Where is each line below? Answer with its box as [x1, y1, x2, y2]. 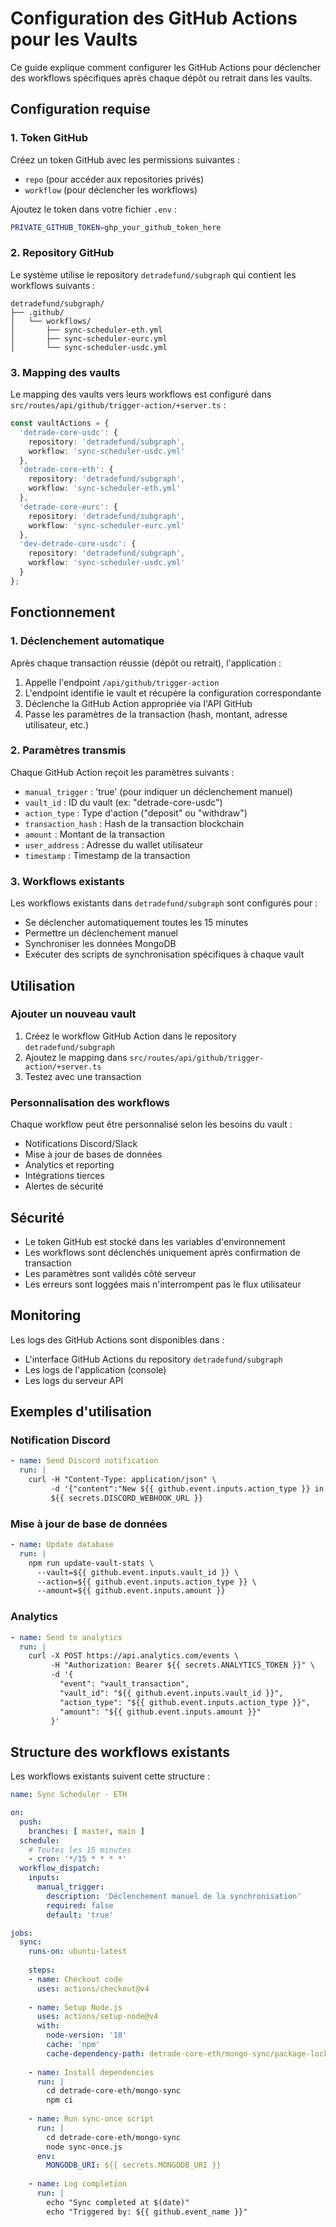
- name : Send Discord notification [10, 1456, 159, 1466]
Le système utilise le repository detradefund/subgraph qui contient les [10, 268, 297, 281]
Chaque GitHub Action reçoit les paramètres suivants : [10, 766, 235, 778]
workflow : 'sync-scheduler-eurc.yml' [28, 520, 186, 531]
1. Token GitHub [10, 131, 88, 145]
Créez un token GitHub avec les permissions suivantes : [10, 153, 240, 166]
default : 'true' [46, 1910, 114, 1920]
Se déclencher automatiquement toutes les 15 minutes [24, 917, 249, 929]
